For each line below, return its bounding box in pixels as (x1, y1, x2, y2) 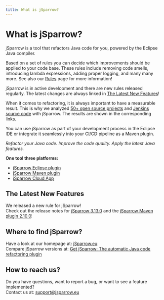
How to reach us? (5, 265, 61, 274)
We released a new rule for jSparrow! (5, 202, 81, 208)
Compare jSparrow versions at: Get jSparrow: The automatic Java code (5, 246, 151, 252)
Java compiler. (5, 50, 36, 56)
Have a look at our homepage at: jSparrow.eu (5, 241, 98, 247)
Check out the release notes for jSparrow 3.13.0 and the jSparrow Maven (5, 208, 154, 214)
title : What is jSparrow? (5, 7, 59, 12)
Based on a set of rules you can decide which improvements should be (5, 60, 150, 66)
